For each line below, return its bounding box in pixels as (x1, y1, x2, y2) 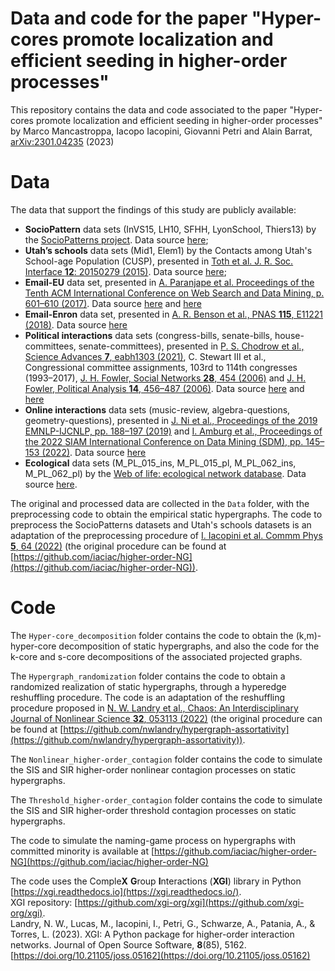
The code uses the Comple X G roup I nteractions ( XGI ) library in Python (10, 875, 302, 887)
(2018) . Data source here (24, 318, 128, 331)
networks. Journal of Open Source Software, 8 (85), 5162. (10, 938, 247, 951)
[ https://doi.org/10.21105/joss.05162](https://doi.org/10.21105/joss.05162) (10, 949, 311, 961)
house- (274, 329, 305, 341)
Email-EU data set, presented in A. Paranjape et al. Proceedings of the (24, 276, 315, 288)
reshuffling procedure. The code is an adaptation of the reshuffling (10, 691, 286, 703)
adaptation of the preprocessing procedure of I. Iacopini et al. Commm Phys (10, 529, 323, 541)
